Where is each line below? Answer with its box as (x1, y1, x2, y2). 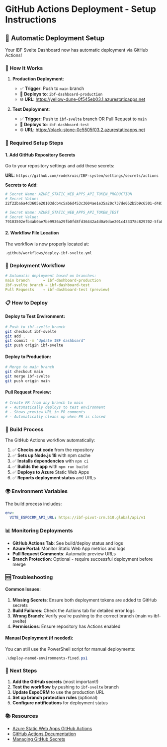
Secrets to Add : (5, 182, 38, 188)
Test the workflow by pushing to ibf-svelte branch (12, 684, 119, 690)
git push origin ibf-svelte (5, 343, 64, 348)
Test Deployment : (12, 106, 50, 112)
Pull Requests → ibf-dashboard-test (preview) (5, 287, 110, 292)
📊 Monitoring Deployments (5, 527, 73, 534)
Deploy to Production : (5, 354, 51, 360)
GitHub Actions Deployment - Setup (5, 3, 157, 15)
